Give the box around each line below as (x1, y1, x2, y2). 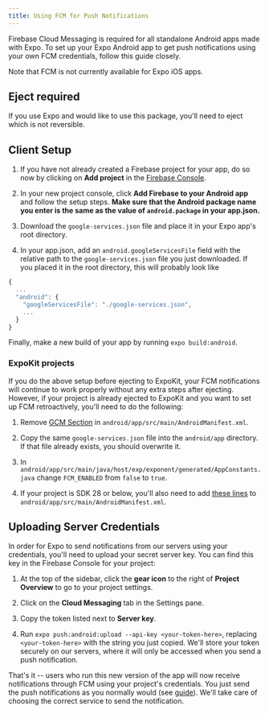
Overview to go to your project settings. (19, 583, 153, 592)
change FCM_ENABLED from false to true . (36, 473, 168, 482)
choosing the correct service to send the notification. (8, 696, 185, 706)
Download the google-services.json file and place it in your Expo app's (19, 221, 257, 231)
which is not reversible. (8, 120, 86, 130)
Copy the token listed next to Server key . (19, 613, 157, 624)
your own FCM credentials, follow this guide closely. (8, 51, 181, 60)
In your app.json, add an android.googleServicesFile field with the (19, 246, 241, 255)
